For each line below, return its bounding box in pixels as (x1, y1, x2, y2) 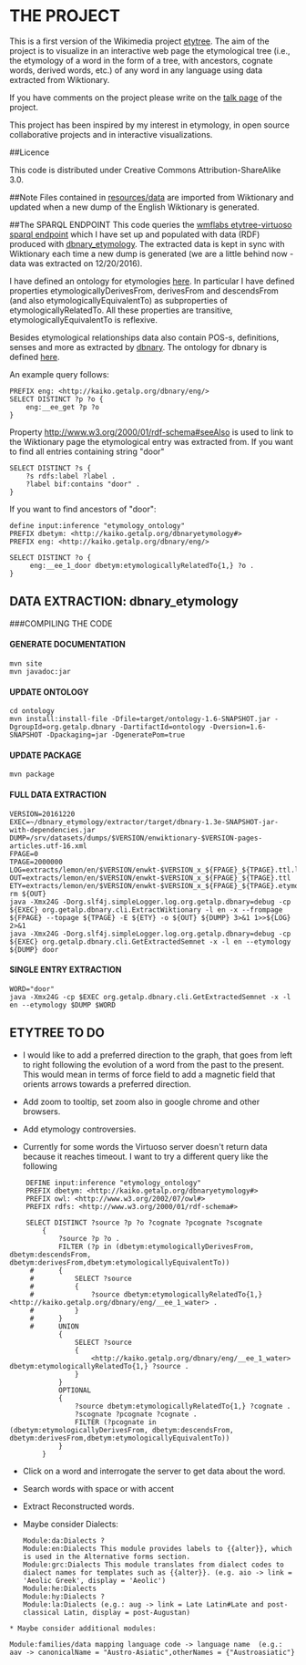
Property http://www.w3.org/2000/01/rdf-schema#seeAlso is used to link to (9, 426, 294, 438)
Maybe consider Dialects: (22, 1518, 118, 1529)
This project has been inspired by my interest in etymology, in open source (9, 119, 290, 130)
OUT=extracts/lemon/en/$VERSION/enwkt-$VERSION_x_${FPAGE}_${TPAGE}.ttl (9, 873, 291, 883)
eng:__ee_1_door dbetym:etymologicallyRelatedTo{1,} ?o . (29, 561, 255, 570)
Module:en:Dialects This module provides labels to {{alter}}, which (22, 1544, 293, 1553)
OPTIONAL (57, 1385, 92, 1395)
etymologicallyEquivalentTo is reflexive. (9, 314, 158, 325)
